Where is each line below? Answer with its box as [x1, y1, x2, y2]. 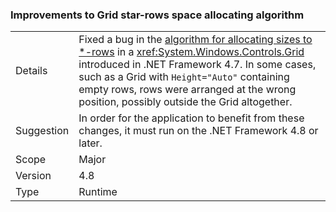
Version [15, 169, 52, 183]
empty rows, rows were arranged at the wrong [78, 83, 297, 97]
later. [78, 136, 103, 150]
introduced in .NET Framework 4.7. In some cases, [78, 58, 317, 72]
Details [15, 64, 48, 78]
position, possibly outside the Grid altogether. [78, 95, 293, 109]
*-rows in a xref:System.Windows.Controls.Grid [78, 45, 305, 59]
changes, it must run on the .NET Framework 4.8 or [78, 124, 319, 138]
